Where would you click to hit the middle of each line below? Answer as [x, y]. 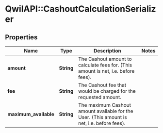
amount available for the [106, 111]
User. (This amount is [103, 117]
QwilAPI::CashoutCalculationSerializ [81, 9]
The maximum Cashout [105, 105]
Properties [21, 37]
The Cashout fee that [102, 85]
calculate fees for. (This [105, 65]
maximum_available [31, 114]
